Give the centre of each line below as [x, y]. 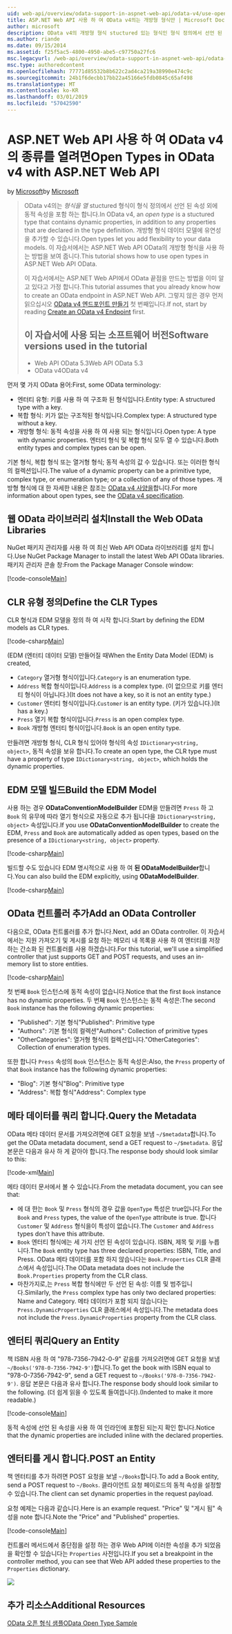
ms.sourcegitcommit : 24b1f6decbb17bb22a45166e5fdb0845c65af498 [100, 78]
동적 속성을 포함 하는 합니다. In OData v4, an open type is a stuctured [119, 214]
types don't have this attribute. [61, 1233]
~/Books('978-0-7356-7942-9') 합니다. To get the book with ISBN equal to [109, 1367]
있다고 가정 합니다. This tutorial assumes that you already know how [126, 287]
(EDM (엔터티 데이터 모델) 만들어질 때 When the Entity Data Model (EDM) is [110, 655]
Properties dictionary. [39, 1569]
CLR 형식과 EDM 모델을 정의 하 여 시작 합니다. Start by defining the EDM [106, 620]
